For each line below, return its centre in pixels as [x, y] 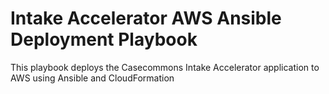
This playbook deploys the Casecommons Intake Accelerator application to [165, 67]
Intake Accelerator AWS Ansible [146, 18]
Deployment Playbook [104, 39]
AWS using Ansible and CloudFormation [92, 78]
